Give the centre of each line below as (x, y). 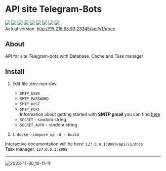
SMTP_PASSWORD (34, 99)
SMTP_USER (30, 93)
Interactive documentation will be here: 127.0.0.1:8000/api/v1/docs (74, 144)
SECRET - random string (43, 119)
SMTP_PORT (30, 109)
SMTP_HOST (30, 104)
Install (15, 72)
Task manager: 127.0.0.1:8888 (36, 149)
